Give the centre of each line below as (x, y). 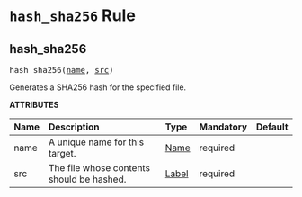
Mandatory (223, 127)
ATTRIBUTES (34, 105)
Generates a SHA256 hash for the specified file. (98, 87)
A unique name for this (96, 142)
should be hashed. (87, 179)
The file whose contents (99, 168)
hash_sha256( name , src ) (62, 70)
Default (272, 127)
